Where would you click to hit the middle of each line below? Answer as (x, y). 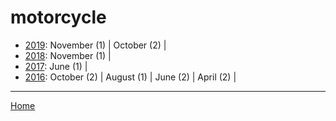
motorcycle (58, 17)
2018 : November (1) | (68, 55)
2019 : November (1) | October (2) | (95, 45)
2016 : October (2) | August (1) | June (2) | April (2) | (130, 77)
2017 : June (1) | (56, 66)
